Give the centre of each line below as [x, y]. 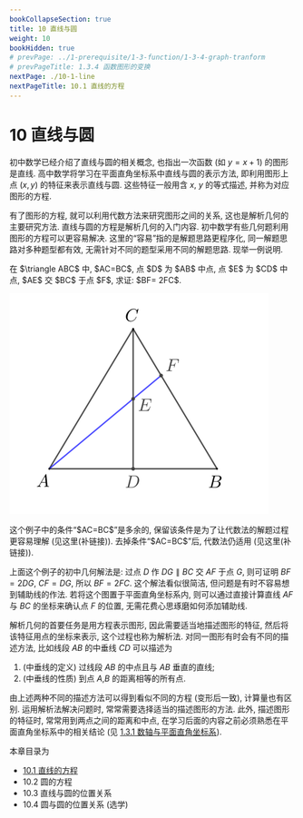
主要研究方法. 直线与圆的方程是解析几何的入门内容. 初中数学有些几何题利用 [149, 226]
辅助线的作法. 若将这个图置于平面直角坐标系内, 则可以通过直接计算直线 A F [155, 594]
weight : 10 [30, 38]
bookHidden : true [42, 48]
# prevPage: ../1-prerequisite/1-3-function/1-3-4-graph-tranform [137, 58]
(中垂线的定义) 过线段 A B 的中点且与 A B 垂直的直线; [118, 666]
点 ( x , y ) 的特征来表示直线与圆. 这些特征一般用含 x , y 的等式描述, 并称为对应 [150, 184]
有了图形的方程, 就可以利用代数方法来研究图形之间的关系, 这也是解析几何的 [149, 215]
